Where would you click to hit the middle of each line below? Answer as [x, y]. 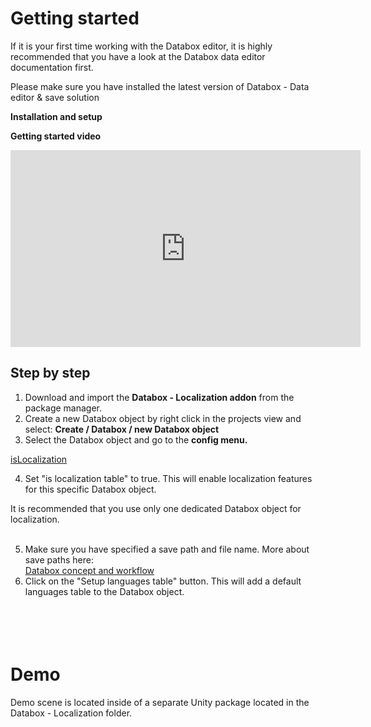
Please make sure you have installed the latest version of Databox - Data [160, 86]
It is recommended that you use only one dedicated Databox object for [156, 508]
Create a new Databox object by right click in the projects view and [163, 418]
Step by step [50, 373]
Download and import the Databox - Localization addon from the [159, 397]
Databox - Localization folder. [71, 713]
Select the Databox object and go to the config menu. [136, 439]
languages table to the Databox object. [104, 591]
